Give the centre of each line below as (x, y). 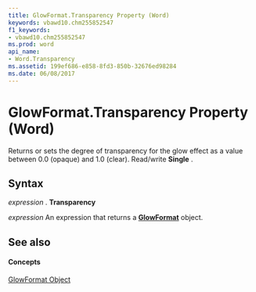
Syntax (26, 184)
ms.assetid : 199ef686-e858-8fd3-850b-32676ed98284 (92, 67)
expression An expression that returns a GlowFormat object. (106, 218)
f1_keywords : (29, 30)
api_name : (24, 52)
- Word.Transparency (42, 59)
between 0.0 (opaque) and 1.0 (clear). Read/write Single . (101, 159)
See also (29, 242)
